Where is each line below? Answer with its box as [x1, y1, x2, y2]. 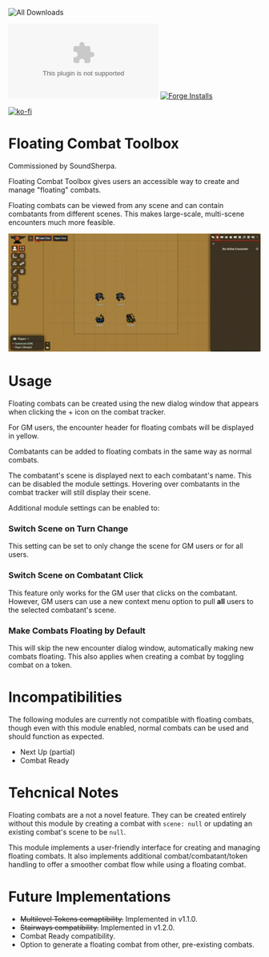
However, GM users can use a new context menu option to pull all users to [8, 596, 254, 606]
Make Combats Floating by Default [8, 625, 146, 636]
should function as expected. [8, 731, 105, 741]
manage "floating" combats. [8, 185, 102, 194]
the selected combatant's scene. [8, 605, 117, 615]
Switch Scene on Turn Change [8, 523, 129, 535]
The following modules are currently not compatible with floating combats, [8, 715, 255, 724]
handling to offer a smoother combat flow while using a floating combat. [8, 859, 247, 869]
